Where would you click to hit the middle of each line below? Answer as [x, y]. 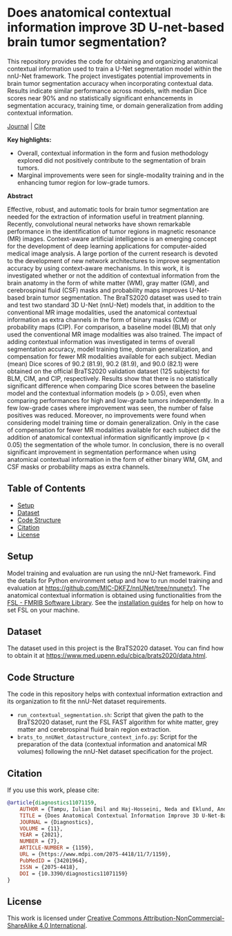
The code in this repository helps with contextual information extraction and [115, 694]
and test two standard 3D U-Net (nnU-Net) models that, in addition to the [111, 305]
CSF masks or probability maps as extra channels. [78, 467]
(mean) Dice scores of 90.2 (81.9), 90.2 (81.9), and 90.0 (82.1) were [103, 363]
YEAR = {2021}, [41, 835]
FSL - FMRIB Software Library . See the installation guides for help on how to [115, 602]
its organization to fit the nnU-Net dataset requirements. [87, 701]
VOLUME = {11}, [41, 829]
